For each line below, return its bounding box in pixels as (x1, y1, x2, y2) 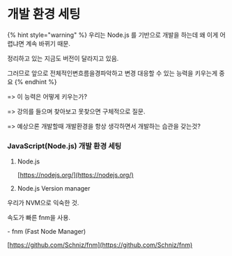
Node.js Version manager (17, 184, 91, 193)
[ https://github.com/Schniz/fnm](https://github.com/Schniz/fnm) (7, 241, 193, 249)
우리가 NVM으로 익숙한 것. (7, 199, 79, 207)
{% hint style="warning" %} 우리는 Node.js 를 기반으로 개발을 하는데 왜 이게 (7, 31, 219, 39)
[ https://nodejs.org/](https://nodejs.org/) (17, 171, 134, 179)
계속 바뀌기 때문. (25, 39, 71, 47)
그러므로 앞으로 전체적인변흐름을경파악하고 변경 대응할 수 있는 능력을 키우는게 (7, 69, 218, 77)
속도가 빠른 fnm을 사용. (7, 214, 71, 222)
